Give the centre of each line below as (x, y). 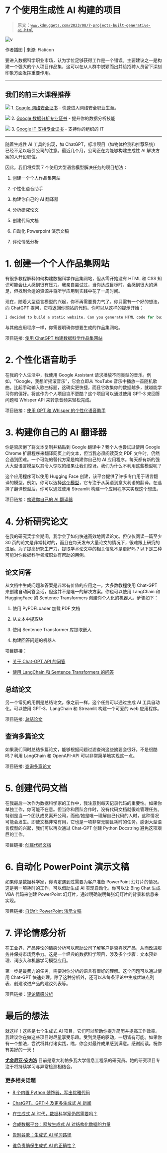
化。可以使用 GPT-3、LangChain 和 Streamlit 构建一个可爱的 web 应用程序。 (83, 709)
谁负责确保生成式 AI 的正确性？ (44, 1145)
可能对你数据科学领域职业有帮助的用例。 (46, 555)
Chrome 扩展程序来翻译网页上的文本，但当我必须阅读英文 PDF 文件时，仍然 (83, 453)
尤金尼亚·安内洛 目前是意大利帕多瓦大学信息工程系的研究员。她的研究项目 (81, 1060)
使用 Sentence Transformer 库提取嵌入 (52, 630)
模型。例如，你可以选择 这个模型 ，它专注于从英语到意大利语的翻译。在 (85, 483)
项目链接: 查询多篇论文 (28, 766)
